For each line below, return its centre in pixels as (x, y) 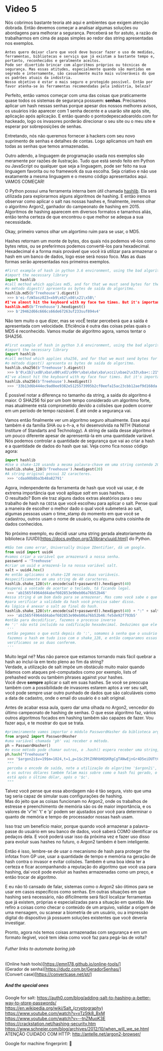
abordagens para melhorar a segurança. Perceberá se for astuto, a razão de (81, 33)
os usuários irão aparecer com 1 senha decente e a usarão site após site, (78, 111)
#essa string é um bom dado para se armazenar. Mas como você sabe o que (81, 597)
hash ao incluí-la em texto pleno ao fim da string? (54, 662)
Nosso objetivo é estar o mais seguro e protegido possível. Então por (79, 82)
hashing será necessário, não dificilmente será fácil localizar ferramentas (78, 897)
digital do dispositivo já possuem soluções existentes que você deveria (76, 918)
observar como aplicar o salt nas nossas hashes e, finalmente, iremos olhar (81, 201)
